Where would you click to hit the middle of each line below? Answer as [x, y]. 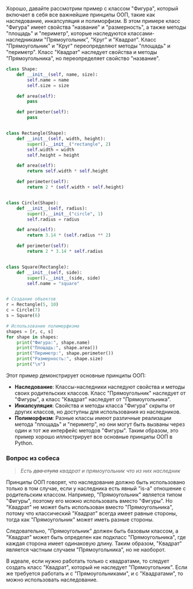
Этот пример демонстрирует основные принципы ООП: [76, 375]
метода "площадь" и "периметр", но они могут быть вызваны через [100, 424]
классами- [141, 33]
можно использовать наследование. [52, 580]
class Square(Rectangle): [37, 267]
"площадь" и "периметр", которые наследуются [66, 33]
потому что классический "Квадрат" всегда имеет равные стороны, [92, 513]
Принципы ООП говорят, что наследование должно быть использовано [96, 482]
